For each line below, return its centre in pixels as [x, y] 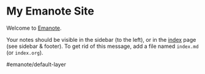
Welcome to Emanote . [34, 28]
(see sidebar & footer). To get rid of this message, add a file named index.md [102, 46]
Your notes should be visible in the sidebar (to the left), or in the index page [101, 39]
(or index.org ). [25, 52]
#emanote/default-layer [36, 64]
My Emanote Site [50, 11]
